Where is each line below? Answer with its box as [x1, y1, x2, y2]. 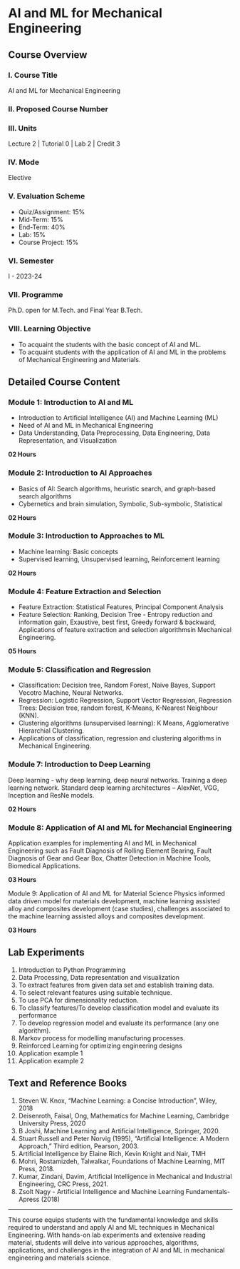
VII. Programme [8, 289, 63, 299]
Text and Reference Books [8, 1077, 127, 1090]
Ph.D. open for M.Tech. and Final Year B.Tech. [8, 306, 143, 315]
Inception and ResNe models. [8, 791, 95, 799]
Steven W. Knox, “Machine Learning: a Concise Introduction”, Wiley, [18, 1096, 217, 1105]
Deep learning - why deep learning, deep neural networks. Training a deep [8, 776, 227, 784]
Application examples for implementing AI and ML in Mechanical [8, 839, 197, 848]
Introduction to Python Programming [18, 965, 126, 974]
